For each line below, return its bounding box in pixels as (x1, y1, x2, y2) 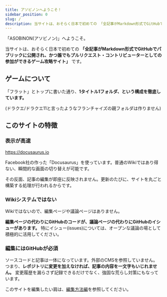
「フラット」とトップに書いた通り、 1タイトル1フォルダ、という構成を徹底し (5, 89, 161, 95)
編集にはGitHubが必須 (5, 245, 58, 252)
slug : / (5, 16, 21, 21)
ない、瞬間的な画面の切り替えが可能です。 (5, 165, 92, 172)
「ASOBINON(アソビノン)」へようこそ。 (5, 35, 88, 41)
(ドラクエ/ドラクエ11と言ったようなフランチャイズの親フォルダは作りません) (5, 105, 162, 111)
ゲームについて (5, 74, 51, 83)
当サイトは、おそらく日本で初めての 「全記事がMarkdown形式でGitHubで (5, 46, 158, 52)
